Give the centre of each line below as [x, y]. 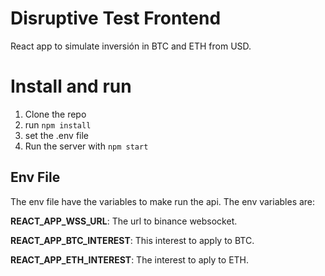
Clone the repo [55, 114]
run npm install [58, 124]
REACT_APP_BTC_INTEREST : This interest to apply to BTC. [132, 240]
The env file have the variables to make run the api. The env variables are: [163, 201]
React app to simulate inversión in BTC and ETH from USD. [131, 46]
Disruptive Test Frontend [116, 18]
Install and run [71, 86]
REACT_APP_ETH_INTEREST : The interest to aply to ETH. [130, 259]
